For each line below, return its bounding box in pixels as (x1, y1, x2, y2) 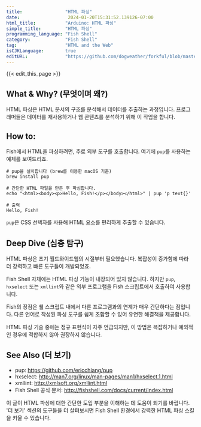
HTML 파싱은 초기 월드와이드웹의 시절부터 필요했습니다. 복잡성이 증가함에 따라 (6, 255, 189, 262)
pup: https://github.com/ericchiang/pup (14, 366, 112, 374)
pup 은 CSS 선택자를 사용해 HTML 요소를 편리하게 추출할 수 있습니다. (6, 219, 166, 226)
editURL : (6, 53, 28, 59)
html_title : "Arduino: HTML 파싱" (6, 20, 117, 26)
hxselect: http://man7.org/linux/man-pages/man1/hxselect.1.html (14, 373, 173, 380)
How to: (6, 131, 36, 141)
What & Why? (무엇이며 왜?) (6, 89, 108, 99)
